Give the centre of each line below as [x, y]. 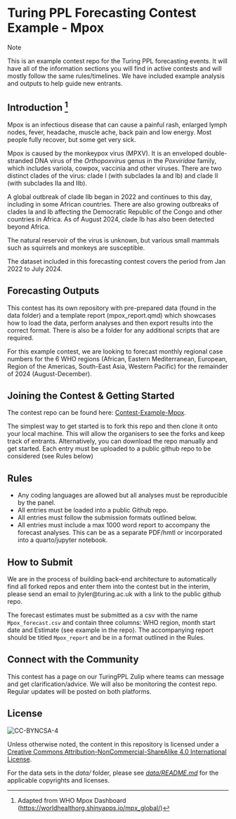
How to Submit [40, 562]
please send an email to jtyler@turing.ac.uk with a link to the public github [114, 594]
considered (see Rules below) [50, 456]
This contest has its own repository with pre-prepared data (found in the [112, 308]
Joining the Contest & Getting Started [91, 395]
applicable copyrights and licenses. [59, 780]
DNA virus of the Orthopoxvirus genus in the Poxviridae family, [125, 160]
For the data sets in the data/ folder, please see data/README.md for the [113, 773]
